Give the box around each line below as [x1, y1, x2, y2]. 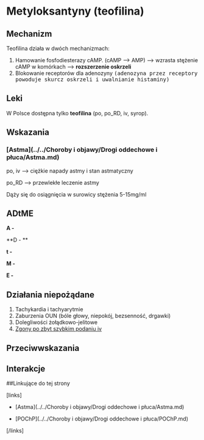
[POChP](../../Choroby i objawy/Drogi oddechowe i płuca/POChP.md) [15, 415, 189, 422]
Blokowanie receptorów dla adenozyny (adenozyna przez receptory [15, 70, 198, 77]
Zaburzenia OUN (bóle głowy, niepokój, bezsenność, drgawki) [15, 312, 171, 320]
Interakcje [6, 363, 46, 373]
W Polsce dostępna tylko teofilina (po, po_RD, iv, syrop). [6, 109, 149, 117]
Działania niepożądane [6, 289, 95, 300]
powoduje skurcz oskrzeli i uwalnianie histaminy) [15, 76, 170, 83]
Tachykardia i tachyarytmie [15, 306, 83, 313]
